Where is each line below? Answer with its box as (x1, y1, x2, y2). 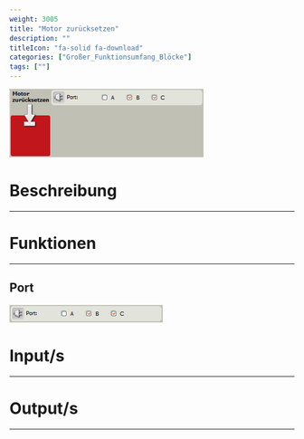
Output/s (9, 398, 79, 418)
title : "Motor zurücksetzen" (9, 24, 119, 33)
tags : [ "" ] (9, 62, 51, 72)
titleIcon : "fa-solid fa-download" (9, 43, 144, 52)
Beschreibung (9, 181, 118, 201)
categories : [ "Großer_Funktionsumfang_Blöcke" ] (9, 52, 193, 62)
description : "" (9, 33, 71, 43)
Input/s (9, 345, 65, 366)
